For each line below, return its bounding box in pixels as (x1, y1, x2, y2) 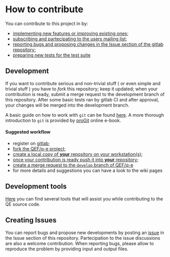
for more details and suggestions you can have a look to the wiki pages (12, 167, 163, 173)
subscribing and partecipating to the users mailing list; (12, 36, 128, 42)
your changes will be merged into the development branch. (5, 102, 130, 108)
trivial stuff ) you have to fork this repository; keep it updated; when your (5, 86, 158, 92)
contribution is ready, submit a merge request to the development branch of (5, 91, 165, 97)
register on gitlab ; (12, 140, 50, 146)
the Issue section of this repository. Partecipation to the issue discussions (5, 235, 161, 241)
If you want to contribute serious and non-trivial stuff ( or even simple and (5, 80, 161, 86)
